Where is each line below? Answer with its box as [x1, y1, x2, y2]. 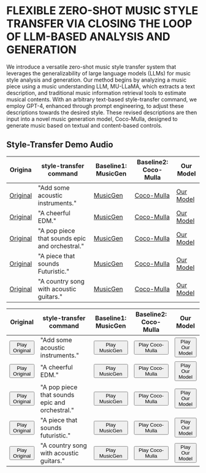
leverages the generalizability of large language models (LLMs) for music [6, 69, 191, 77]
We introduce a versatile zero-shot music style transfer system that [6, 63, 177, 71]
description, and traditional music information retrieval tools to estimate [6, 89, 186, 96]
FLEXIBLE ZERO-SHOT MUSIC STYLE [6, 4, 199, 18]
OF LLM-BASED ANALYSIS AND [6, 30, 170, 44]
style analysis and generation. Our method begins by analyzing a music [6, 76, 187, 83]
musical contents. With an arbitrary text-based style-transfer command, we [6, 96, 197, 103]
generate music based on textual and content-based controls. [6, 121, 162, 129]
